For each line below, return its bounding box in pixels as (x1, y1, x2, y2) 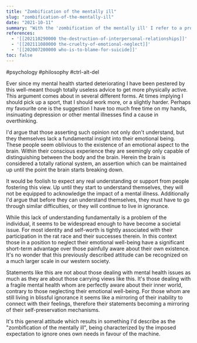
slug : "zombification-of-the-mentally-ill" (6, 14, 114, 20)
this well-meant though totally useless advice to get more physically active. (6, 86, 188, 93)
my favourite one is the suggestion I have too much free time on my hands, (6, 105, 187, 112)
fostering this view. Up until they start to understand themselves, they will (6, 183, 184, 191)
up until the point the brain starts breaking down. (6, 166, 124, 173)
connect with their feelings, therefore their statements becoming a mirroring (6, 300, 189, 307)
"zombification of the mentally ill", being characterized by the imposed (6, 324, 176, 331)
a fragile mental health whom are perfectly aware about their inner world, (6, 281, 183, 288)
